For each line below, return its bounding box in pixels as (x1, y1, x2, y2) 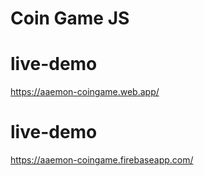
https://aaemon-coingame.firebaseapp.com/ (10, 154, 194, 166)
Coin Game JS (10, 7, 130, 30)
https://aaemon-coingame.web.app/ (10, 86, 160, 98)
